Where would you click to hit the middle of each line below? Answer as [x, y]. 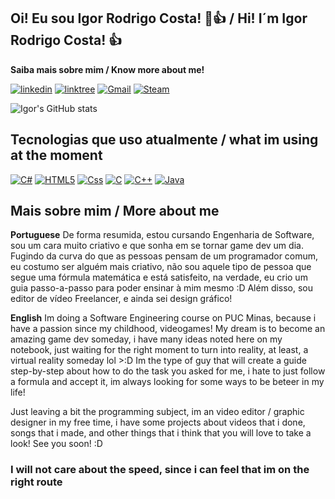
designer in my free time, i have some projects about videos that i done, [158, 422]
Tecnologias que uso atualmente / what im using [164, 140]
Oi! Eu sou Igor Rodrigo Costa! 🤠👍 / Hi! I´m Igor [159, 18]
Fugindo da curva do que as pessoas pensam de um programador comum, [164, 256]
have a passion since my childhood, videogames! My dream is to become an [168, 329]
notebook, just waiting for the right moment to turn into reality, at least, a [159, 350]
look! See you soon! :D [56, 444]
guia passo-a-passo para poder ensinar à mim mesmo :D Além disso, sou [162, 288]
